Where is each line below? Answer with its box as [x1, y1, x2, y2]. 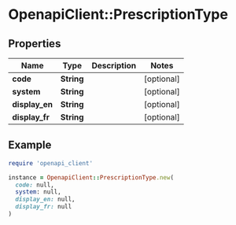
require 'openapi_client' [8, 159, 93, 167]
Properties [8, 37, 61, 50]
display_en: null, [15, 195, 76, 204]
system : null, [15, 188, 61, 196]
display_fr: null [15, 203, 72, 211]
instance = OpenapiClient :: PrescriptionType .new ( [8, 173, 175, 182]
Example [8, 138, 52, 152]
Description [91, 61, 137, 71]
